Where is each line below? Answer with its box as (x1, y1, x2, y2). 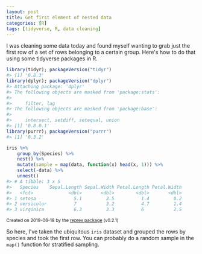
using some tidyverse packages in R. (6, 55, 98, 62)
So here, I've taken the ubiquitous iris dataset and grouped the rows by (6, 228, 186, 235)
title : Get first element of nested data (6, 14, 112, 21)
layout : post (6, 8, 39, 15)
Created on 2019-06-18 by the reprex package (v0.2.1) (6, 218, 119, 224)
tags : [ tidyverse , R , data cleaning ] (6, 25, 101, 32)
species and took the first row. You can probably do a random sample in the (6, 235, 194, 242)
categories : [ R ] (6, 20, 47, 26)
